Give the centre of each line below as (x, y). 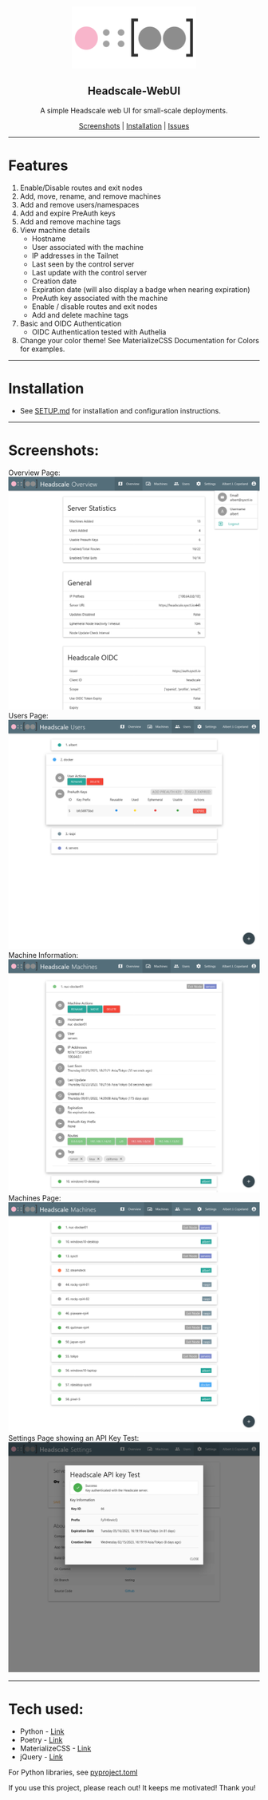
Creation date (54, 281)
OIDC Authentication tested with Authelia (99, 332)
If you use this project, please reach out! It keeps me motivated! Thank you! (132, 1787)
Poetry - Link (41, 1739)
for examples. (42, 349)
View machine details (55, 230)
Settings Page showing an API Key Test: (74, 1438)
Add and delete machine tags (80, 315)
